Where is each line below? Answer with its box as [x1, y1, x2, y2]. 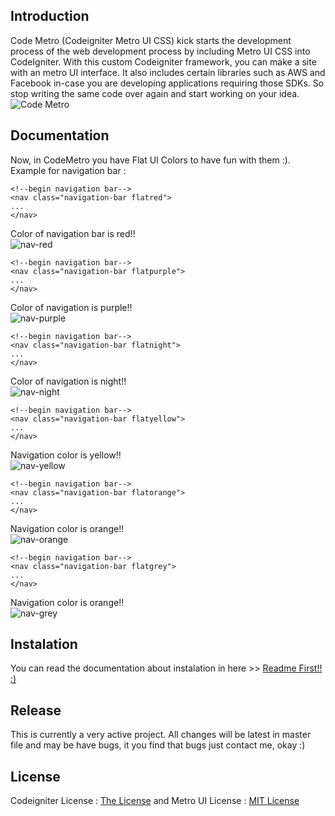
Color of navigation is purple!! [10, 301, 133, 313]
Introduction [10, 8, 90, 25]
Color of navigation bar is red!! [10, 227, 136, 239]
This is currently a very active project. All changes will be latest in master [10, 729, 312, 741]
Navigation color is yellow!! [10, 449, 122, 461]
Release [10, 702, 62, 719]
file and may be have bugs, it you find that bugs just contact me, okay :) [10, 739, 306, 751]
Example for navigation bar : [10, 164, 127, 176]
